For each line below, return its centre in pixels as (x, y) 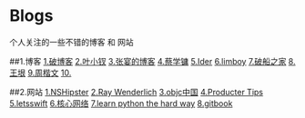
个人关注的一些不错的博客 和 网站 (71, 42)
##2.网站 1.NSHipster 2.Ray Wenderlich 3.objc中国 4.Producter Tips (137, 92)
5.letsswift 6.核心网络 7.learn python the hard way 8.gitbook (121, 103)
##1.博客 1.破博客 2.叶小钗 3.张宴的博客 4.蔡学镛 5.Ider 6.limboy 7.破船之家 (148, 61)
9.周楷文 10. (49, 73)
